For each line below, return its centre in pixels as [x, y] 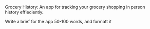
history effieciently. [24, 12]
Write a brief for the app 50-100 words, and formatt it [58, 22]
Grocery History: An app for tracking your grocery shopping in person [75, 7]
